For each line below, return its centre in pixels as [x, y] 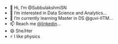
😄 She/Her [21, 31]
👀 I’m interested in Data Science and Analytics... [58, 13]
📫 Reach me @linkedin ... [35, 24]
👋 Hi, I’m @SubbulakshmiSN [38, 8]
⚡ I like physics [25, 36]
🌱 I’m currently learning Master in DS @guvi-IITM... [61, 18]
